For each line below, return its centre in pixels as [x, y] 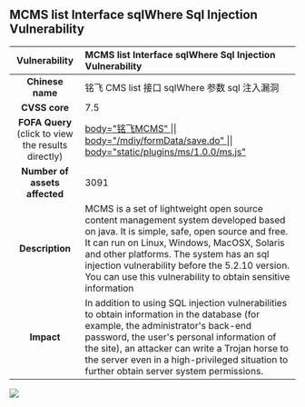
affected [45, 194]
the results [45, 144]
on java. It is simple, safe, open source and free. [187, 231]
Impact [45, 337]
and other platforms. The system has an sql [177, 253]
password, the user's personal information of [181, 337]
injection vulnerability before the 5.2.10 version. [187, 265]
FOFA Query [45, 122]
